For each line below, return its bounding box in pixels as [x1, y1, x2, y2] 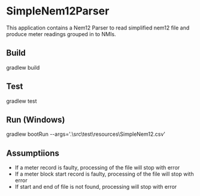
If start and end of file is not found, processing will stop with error [14, 183, 177, 191]
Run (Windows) [6, 114, 65, 124]
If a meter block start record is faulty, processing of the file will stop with [14, 170, 194, 178]
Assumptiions [6, 148, 60, 158]
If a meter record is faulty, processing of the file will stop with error [14, 164, 180, 171]
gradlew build [6, 64, 40, 71]
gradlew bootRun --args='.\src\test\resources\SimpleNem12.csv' [6, 130, 166, 138]
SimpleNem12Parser [6, 4, 110, 18]
